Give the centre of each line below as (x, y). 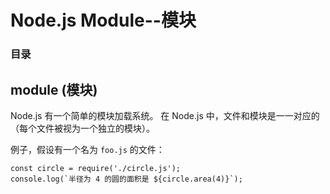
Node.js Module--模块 (103, 20)
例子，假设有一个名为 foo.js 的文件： (87, 149)
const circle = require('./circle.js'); (96, 168)
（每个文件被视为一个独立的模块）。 (82, 128)
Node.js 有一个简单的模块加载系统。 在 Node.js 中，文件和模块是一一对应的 (165, 115)
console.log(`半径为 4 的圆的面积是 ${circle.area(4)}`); (126, 179)
